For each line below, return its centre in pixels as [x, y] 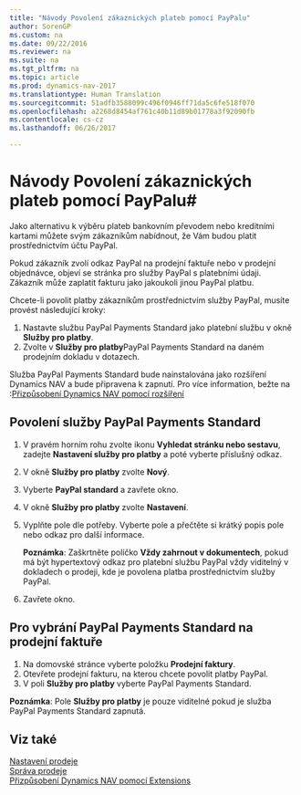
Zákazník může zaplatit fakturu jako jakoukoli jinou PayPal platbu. [132, 282]
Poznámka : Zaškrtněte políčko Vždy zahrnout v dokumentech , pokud [156, 552]
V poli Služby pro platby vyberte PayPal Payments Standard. [137, 683]
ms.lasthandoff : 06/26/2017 [63, 129]
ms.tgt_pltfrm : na [44, 69]
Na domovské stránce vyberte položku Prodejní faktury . [129, 664]
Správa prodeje [38, 771]
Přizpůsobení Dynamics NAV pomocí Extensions [100, 780]
